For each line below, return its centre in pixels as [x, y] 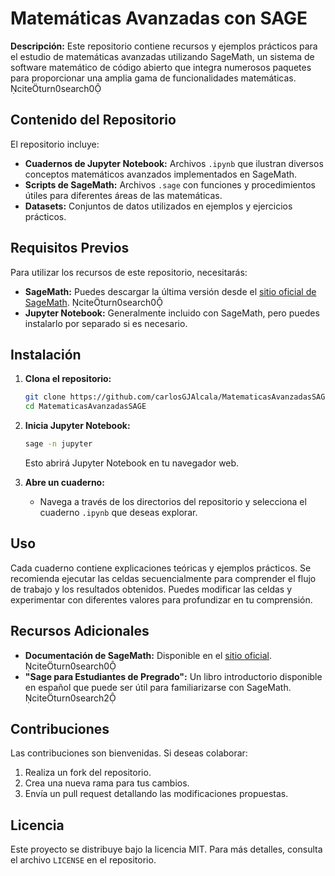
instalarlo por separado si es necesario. [106, 323]
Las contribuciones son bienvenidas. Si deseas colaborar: [129, 753]
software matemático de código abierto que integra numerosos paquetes [161, 67]
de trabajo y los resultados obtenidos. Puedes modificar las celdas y [151, 589]
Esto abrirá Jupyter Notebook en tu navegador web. [132, 463]
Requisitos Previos [70, 248]
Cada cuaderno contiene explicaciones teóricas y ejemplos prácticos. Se [161, 568]
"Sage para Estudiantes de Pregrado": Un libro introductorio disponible [173, 676]
